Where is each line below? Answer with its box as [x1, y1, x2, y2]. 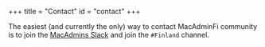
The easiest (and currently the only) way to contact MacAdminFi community [8, 22, 258, 31]
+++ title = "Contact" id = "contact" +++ [8, 7, 141, 16]
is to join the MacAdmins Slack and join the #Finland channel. [8, 31, 209, 39]
